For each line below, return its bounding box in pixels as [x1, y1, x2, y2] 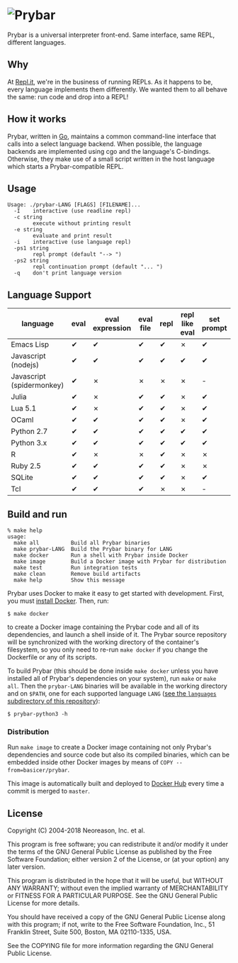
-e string [13, 226, 42, 233]
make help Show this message [13, 577, 125, 584]
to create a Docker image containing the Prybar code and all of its [7, 623, 200, 631]
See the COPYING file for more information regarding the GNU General [7, 942, 214, 950]
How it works [7, 113, 67, 126]
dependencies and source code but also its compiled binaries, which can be [7, 750, 230, 759]
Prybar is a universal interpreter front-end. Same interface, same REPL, [7, 30, 215, 39]
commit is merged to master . [7, 787, 91, 796]
